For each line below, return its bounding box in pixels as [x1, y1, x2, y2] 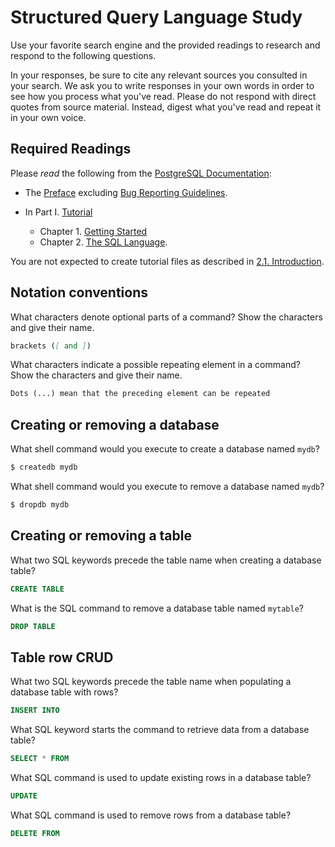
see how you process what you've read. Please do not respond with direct [10, 90, 317, 102]
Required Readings [10, 141, 132, 158]
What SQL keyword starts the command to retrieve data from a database [10, 724, 310, 736]
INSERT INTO [10, 706, 60, 716]
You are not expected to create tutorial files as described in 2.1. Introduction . [10, 255, 325, 267]
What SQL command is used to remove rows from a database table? [10, 809, 292, 821]
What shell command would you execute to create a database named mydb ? [10, 443, 320, 455]
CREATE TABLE [10, 584, 65, 594]
